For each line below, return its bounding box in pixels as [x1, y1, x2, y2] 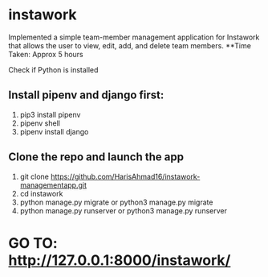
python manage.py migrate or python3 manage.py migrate [19, 197, 213, 207]
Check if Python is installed [8, 64, 99, 74]
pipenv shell [19, 118, 60, 128]
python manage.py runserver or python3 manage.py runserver [19, 205, 227, 215]
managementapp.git [19, 180, 87, 190]
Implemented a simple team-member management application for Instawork [8, 32, 260, 42]
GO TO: [8, 234, 58, 252]
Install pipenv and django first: [8, 89, 164, 102]
